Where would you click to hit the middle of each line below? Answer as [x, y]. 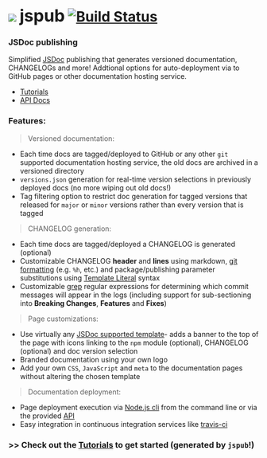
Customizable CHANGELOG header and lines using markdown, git [129, 260]
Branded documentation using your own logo [94, 359]
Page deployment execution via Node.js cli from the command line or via [138, 407]
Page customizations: [63, 319]
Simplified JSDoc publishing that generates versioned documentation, [123, 60]
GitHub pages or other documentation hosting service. [97, 76]
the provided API [47, 416]
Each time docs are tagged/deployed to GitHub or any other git [124, 154]
